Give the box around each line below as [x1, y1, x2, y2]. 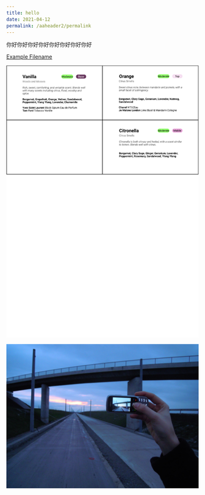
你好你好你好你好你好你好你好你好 [6, 41, 92, 48]
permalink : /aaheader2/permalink [6, 23, 92, 29]
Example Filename [6, 53, 53, 60]
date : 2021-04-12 [6, 16, 51, 23]
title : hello [6, 10, 40, 16]
